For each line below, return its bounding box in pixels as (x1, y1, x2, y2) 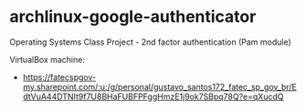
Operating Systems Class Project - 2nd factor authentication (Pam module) (9, 36, 292, 47)
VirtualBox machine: (9, 54, 85, 65)
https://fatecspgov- (22, 71, 97, 83)
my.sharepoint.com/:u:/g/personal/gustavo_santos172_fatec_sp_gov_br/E (22, 81, 297, 92)
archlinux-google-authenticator (9, 6, 257, 27)
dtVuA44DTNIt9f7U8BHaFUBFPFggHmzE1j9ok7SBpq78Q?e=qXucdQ (22, 91, 284, 102)
